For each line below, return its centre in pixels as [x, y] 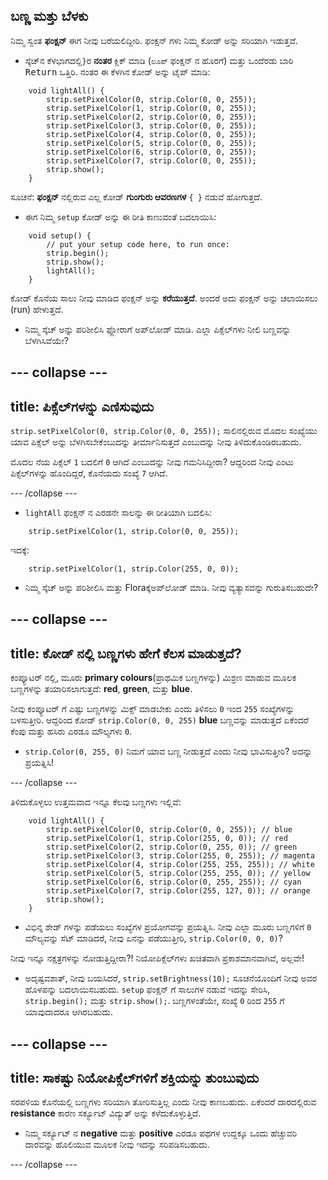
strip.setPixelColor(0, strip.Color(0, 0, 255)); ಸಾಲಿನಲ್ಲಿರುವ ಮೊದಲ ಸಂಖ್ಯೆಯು [164, 431]
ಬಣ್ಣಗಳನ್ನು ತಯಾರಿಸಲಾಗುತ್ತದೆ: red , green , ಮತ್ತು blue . [101, 689]
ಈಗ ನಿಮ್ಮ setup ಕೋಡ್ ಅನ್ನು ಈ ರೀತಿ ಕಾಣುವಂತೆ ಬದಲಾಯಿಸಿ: [120, 216]
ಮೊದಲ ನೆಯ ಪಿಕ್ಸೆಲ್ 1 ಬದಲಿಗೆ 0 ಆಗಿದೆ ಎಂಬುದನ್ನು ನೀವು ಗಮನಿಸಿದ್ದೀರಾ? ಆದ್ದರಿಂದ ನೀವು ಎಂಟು [152, 462]
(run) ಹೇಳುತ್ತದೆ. [37, 309]
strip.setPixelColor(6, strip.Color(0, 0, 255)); [151, 152]
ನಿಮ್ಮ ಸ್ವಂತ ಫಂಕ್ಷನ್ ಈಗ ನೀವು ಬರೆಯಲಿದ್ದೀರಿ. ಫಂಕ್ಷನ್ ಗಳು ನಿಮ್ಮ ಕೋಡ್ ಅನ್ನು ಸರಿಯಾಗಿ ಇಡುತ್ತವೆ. [154, 40]
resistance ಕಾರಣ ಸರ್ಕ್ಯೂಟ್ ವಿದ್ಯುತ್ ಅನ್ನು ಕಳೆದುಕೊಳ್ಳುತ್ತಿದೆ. [106, 1113]
